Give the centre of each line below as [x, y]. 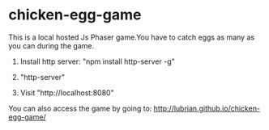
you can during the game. [51, 45]
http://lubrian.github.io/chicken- [207, 108]
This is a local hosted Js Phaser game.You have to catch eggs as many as [132, 37]
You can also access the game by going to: [80, 108]
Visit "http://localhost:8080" [67, 92]
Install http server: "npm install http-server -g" [98, 61]
